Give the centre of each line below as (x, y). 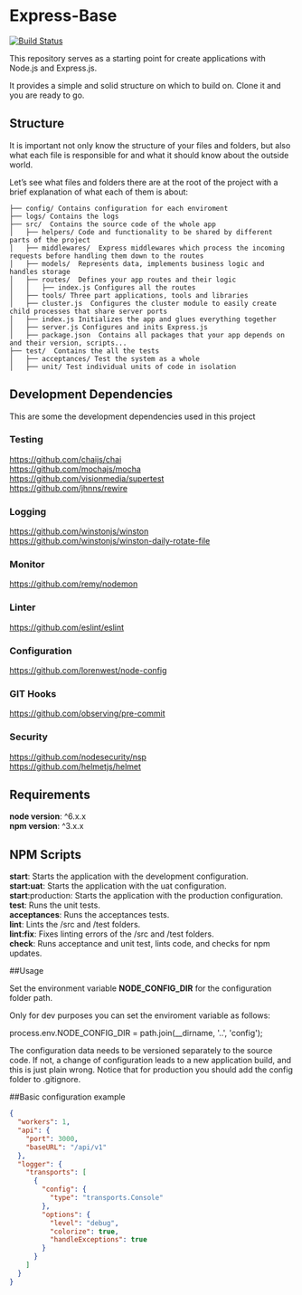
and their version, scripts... (68, 343)
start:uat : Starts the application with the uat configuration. (118, 886)
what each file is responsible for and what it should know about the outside (149, 155)
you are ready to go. (47, 95)
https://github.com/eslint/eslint (67, 627)
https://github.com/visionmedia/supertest (87, 478)
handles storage (40, 271)
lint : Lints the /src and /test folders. (75, 925)
